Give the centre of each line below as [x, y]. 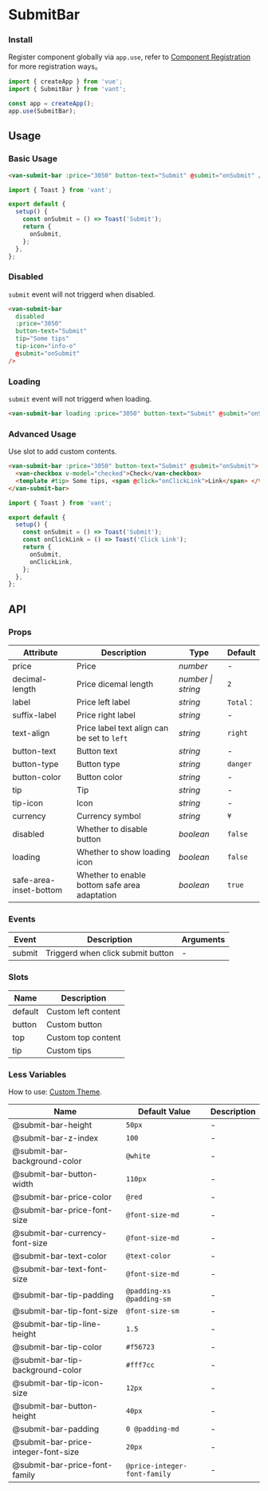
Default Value [165, 1111]
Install [21, 40]
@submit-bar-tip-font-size [65, 1311]
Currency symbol [108, 816]
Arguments [203, 940]
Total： [241, 703]
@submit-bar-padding [56, 1429]
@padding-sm [148, 1299]
